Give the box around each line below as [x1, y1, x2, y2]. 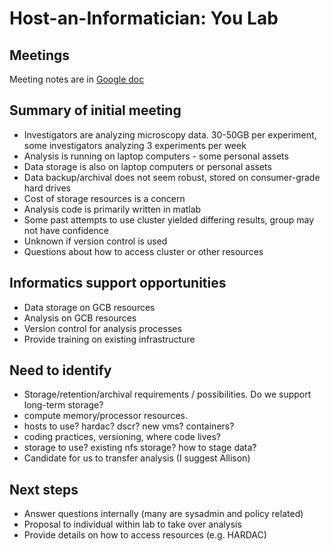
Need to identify [9, 362, 112, 379]
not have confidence [23, 224, 110, 236]
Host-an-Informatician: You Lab [9, 7, 279, 30]
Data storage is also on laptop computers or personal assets [23, 160, 272, 172]
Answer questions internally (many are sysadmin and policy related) [23, 508, 304, 520]
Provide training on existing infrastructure [23, 333, 196, 345]
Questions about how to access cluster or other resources [23, 245, 264, 257]
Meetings [9, 47, 71, 64]
